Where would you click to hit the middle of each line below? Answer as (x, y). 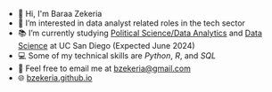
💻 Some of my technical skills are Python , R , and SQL (117, 56)
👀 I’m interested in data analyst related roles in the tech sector (131, 23)
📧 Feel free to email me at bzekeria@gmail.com (104, 68)
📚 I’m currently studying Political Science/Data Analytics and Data (140, 33)
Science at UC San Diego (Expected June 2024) (106, 46)
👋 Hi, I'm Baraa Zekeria (60, 14)
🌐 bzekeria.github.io (55, 78)
